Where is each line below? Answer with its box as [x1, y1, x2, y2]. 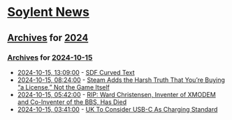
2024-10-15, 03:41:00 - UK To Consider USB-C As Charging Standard [17, 105, 218, 113]
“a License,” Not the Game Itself [17, 83, 110, 91]
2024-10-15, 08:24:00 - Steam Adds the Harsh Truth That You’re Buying [17, 76, 226, 84]
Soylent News [7, 4, 89, 20]
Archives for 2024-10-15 [7, 53, 93, 62]
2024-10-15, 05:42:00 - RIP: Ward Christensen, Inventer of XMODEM [17, 90, 217, 98]
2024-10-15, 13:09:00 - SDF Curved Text [17, 68, 135, 76]
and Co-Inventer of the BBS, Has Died [17, 98, 127, 106]
